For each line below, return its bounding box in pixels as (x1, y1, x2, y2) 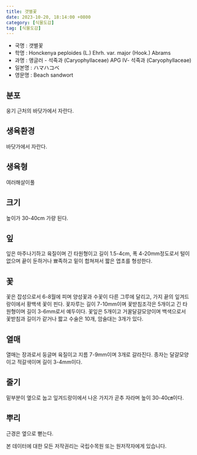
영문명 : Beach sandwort (14, 71, 74, 78)
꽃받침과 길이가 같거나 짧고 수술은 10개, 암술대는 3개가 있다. (6, 315, 143, 322)
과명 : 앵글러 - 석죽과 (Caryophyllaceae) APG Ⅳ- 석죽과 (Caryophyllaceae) (14, 57, 192, 64)
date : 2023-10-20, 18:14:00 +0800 (6, 14, 91, 20)
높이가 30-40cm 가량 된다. (6, 214, 69, 221)
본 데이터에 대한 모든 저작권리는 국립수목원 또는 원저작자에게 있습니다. (6, 442, 167, 449)
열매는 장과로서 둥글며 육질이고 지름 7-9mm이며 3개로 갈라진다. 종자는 (6, 351, 169, 358)
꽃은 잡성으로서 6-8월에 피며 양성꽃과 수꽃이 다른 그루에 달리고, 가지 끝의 (6, 293, 174, 300)
